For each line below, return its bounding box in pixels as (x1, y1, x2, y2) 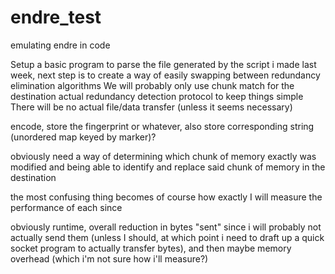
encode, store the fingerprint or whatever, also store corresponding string (10, 120, 315, 132)
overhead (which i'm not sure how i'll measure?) (10, 252, 209, 265)
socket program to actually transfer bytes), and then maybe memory (10, 242, 292, 254)
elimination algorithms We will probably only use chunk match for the (10, 79, 295, 91)
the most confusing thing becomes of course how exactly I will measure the (10, 191, 323, 203)
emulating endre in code (10, 39, 111, 51)
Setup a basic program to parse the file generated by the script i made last (10, 58, 317, 70)
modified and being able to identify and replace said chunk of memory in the (10, 161, 326, 173)
